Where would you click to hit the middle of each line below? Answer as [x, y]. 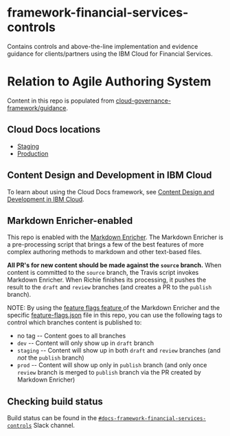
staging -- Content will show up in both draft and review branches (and [119, 351]
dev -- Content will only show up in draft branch [85, 343]
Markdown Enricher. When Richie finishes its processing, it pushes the [107, 280]
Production [33, 154]
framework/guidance [37, 107]
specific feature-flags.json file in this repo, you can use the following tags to [115, 315]
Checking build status [55, 401]
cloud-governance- [143, 101]
